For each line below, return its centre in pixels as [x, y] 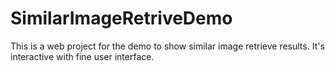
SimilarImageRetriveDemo [121, 18]
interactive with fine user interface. [82, 56]
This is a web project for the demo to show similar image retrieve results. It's [167, 46]
